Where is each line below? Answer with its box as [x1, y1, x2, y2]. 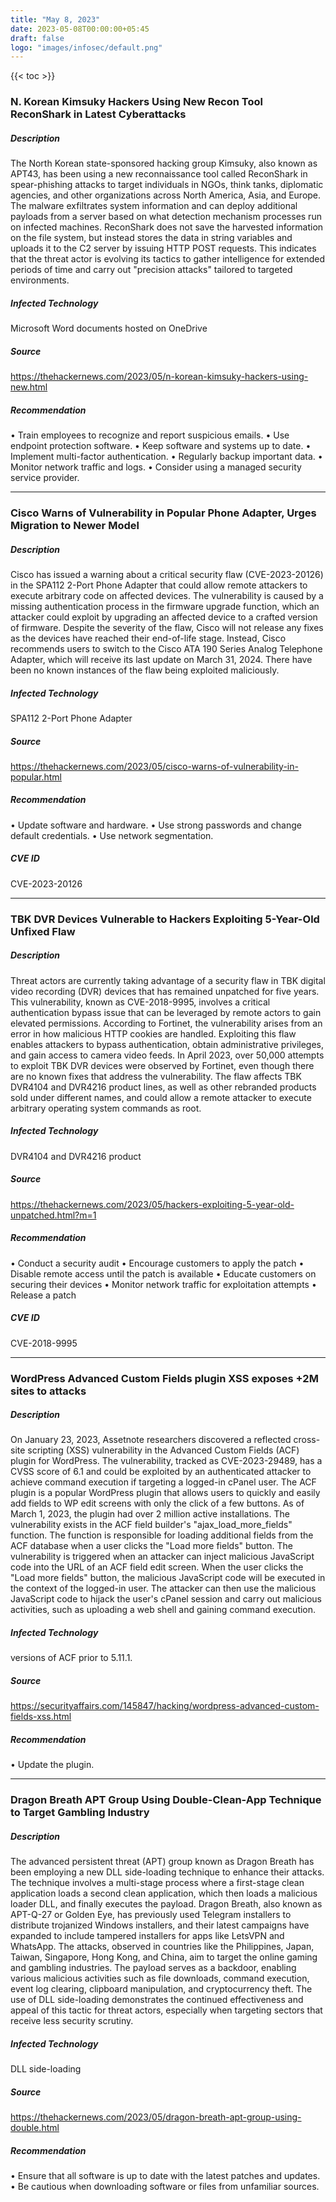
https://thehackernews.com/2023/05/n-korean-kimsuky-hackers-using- [10, 371, 309, 383]
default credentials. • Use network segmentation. [10, 829, 214, 841]
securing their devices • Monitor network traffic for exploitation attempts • [10, 1278, 317, 1290]
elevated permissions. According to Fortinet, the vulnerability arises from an [10, 1017, 323, 1029]
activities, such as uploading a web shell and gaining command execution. [10, 1604, 317, 1616]
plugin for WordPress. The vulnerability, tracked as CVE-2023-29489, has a [10, 1455, 323, 1467]
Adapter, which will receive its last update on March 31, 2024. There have [10, 653, 313, 665]
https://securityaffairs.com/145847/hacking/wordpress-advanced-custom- [10, 1700, 320, 1712]
